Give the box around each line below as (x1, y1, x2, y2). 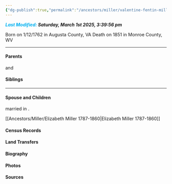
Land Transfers (5, 139, 38, 145)
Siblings (5, 76, 23, 82)
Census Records (5, 127, 41, 133)
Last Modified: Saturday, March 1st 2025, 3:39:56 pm (5, 21, 122, 28)
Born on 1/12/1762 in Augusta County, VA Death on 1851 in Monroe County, (5, 31, 162, 37)
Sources (5, 174, 24, 180)
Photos (5, 162, 21, 169)
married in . (5, 106, 30, 112)
